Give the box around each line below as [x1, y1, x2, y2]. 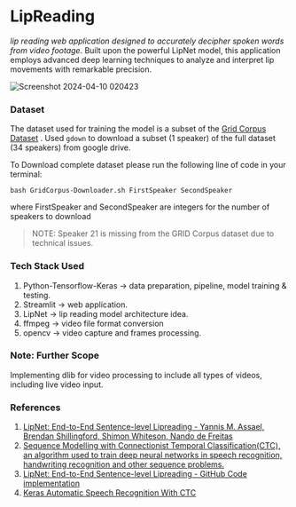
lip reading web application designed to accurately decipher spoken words [10, 36, 284, 46]
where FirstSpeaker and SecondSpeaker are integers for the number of [10, 202, 270, 212]
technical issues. [31, 238, 94, 249]
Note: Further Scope [10, 349, 100, 361]
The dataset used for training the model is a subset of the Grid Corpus [10, 123, 267, 134]
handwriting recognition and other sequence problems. [22, 459, 225, 470]
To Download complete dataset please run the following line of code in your [10, 160, 286, 170]
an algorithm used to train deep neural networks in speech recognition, [22, 450, 283, 461]
